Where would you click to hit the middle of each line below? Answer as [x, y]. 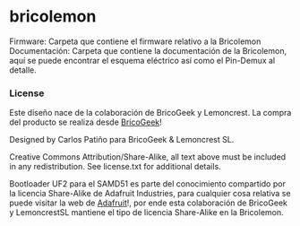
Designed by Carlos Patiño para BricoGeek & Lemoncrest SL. [122, 140]
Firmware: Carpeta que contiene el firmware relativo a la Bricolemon [135, 41]
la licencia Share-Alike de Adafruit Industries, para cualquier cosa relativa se [150, 194]
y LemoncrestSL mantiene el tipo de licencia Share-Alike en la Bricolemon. [146, 213]
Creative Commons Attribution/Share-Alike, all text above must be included [148, 157]
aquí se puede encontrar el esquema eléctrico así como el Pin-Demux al [142, 60]
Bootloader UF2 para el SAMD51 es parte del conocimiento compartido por [148, 184]
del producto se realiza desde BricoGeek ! [86, 122]
